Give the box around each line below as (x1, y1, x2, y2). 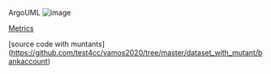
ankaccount (8, 57, 49, 66)
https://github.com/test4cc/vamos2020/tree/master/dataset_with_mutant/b (11, 48, 263, 57)
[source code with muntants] (8, 39, 105, 49)
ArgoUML (8, 8, 41, 17)
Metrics (8, 24, 34, 33)
